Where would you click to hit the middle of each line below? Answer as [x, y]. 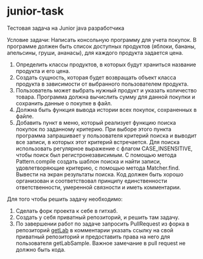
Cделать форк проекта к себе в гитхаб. [67, 210]
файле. [25, 116]
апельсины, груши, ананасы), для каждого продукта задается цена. [95, 52]
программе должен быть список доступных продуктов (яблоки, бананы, [101, 46]
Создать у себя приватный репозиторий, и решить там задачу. [98, 217]
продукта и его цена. [43, 71]
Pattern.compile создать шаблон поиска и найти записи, [88, 161]
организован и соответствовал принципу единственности [91, 181]
